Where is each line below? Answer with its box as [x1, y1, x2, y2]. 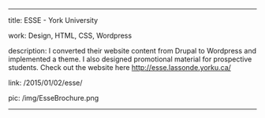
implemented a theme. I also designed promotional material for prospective [8, 54, 252, 64]
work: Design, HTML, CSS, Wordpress [8, 31, 132, 40]
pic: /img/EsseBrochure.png [8, 94, 99, 102]
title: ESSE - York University [8, 16, 99, 24]
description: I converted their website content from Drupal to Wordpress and [8, 46, 256, 55]
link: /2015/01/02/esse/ [8, 78, 83, 87]
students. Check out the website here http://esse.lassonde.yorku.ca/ [8, 63, 231, 72]
